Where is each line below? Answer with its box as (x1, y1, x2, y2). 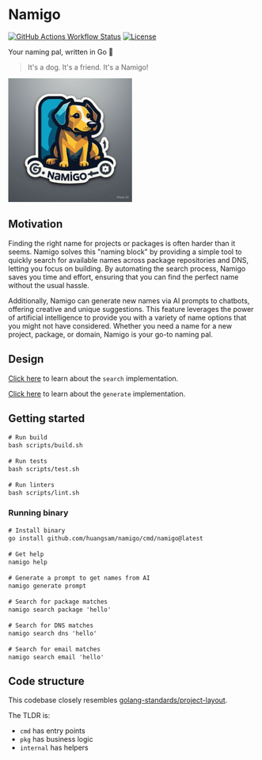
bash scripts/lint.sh (8, 489, 80, 497)
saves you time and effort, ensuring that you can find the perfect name (8, 272, 239, 282)
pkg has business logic (19, 735, 93, 744)
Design (8, 352, 44, 366)
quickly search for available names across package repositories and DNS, (8, 255, 249, 264)
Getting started (8, 412, 85, 425)
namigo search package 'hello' (8, 606, 112, 614)
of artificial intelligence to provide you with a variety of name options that (8, 313, 247, 322)
